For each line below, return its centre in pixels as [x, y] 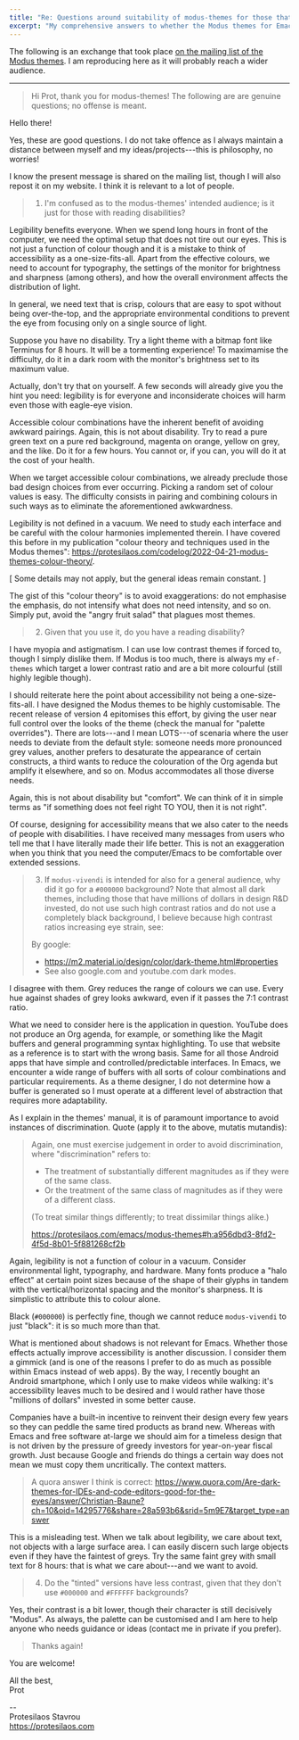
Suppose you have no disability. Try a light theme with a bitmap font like [141, 340]
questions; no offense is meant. [89, 105]
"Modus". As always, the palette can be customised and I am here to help [144, 1619]
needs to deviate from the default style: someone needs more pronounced [146, 742]
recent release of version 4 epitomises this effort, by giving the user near [143, 714]
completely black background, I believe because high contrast [158, 917]
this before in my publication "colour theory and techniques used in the [140, 542]
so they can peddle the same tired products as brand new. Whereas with [142, 1426]
